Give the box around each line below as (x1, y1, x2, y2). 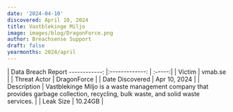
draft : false (7, 42, 45, 49)
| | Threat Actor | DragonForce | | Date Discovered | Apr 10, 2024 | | (7, 75, 200, 83)
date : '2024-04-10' (7, 10, 64, 17)
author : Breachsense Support (7, 36, 92, 43)
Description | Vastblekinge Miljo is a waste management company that (7, 82, 209, 91)
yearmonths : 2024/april (7, 49, 77, 56)
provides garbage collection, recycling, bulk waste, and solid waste (7, 89, 200, 97)
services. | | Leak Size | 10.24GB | (7, 97, 104, 105)
